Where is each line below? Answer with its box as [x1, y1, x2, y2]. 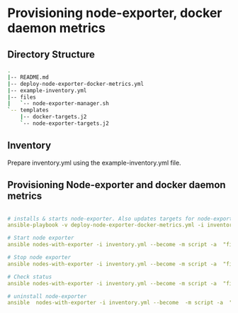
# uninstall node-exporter [7, 292, 87, 300]
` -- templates [7, 106, 50, 114]
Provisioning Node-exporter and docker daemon [7, 179, 226, 191]
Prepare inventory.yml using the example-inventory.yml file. [7, 158, 182, 167]
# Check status [7, 273, 52, 280]
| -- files [7, 94, 37, 101]
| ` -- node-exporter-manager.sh [7, 100, 110, 107]
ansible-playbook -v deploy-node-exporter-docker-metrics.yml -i [7, 221, 204, 229]
